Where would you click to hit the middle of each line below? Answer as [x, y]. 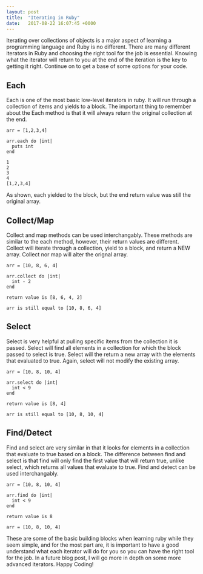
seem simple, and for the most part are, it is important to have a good [93, 545]
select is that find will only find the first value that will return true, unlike [95, 460]
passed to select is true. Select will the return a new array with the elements [101, 354]
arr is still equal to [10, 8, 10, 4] [55, 414]
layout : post [23, 12]
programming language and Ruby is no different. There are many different [98, 47]
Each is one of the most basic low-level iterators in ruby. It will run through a [101, 100]
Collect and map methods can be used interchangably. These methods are [99, 235]
